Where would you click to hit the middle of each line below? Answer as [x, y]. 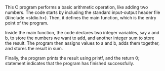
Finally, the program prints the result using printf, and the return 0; [72, 58]
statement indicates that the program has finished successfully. [70, 63]
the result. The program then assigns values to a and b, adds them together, [82, 43]
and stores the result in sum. [34, 48]
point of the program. [27, 23]
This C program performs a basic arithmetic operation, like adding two [77, 7]
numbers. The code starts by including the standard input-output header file [83, 12]
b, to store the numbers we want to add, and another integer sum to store [80, 38]
